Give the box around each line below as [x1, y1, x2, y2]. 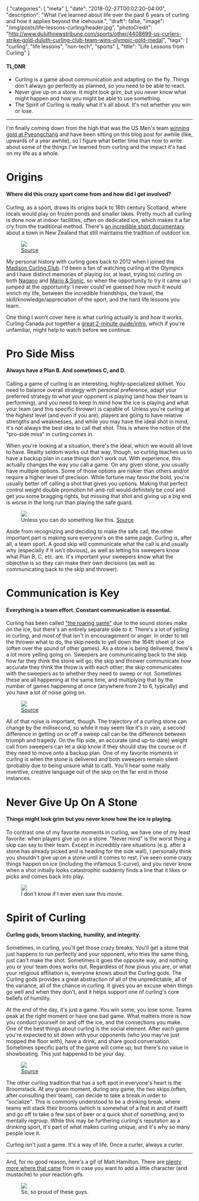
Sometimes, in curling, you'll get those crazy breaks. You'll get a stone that [6, 944, 189, 952]
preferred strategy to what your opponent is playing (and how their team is [6, 392, 188, 400]
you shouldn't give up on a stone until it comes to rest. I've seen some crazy [6, 854, 192, 861]
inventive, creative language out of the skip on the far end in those [6, 768, 168, 775]
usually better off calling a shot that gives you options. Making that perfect [6, 480, 188, 487]
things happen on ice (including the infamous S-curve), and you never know [6, 860, 192, 867]
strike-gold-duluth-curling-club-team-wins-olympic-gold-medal [6, 37, 163, 43]
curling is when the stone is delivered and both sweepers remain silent [6, 756, 179, 763]
